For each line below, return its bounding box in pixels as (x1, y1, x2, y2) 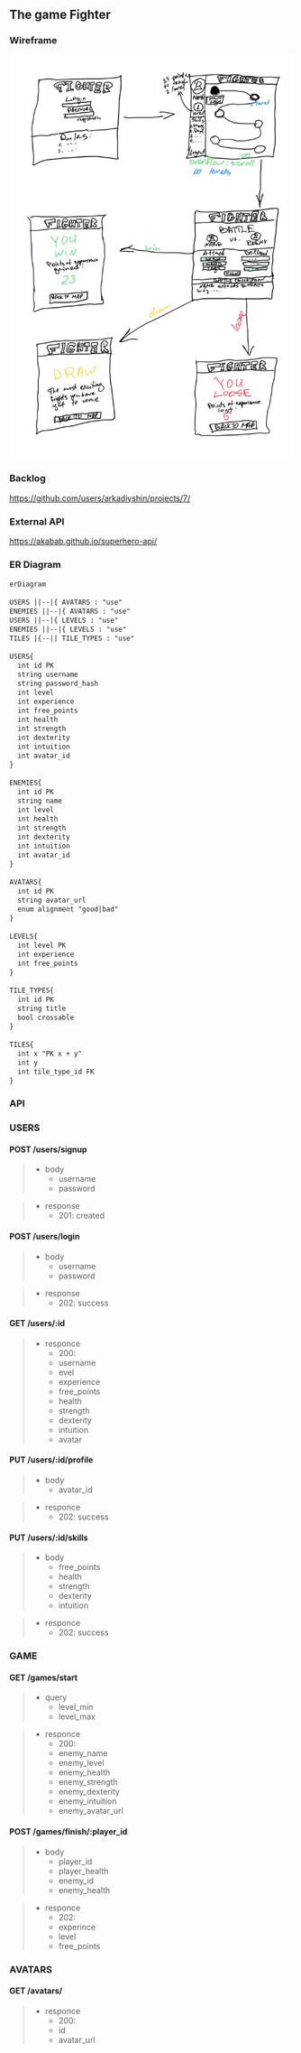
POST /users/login (9, 1231, 80, 1242)
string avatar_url (17, 896, 87, 906)
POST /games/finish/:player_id (9, 1825, 128, 1836)
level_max (58, 1711, 96, 1723)
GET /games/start (9, 1672, 78, 1683)
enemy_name (58, 1748, 108, 1759)
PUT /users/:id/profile (9, 1454, 94, 1465)
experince (58, 1921, 96, 1932)
